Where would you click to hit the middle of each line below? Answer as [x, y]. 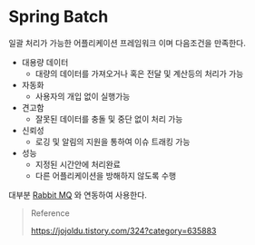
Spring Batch [59, 17]
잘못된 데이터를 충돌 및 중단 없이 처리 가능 [109, 119]
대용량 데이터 [45, 62]
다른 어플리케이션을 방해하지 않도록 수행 [106, 175]
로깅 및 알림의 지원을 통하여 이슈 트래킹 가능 [113, 142]
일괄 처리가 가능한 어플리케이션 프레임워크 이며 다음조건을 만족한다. [127, 43]
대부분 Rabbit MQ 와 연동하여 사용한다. [78, 195]
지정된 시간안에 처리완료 [78, 164]
